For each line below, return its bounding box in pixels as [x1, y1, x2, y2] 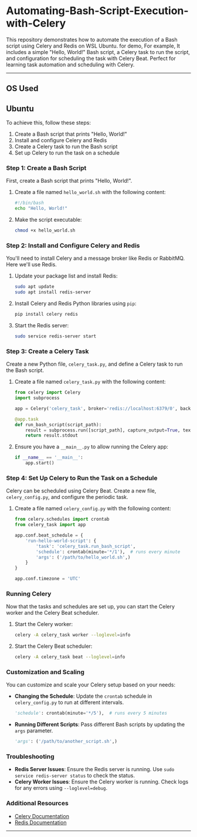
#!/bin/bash [14, 200, 44, 206]
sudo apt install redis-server [14, 289, 91, 295]
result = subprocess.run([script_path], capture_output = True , [25, 427, 181, 433]
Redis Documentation [14, 819, 67, 826]
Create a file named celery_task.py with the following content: [14, 378, 166, 386]
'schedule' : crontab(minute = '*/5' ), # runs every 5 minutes [14, 710, 168, 717]
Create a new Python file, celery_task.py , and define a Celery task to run [6, 360, 183, 368]
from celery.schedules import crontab [14, 516, 110, 523]
